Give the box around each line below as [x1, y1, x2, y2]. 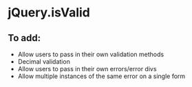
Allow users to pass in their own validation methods [17, 50, 164, 58]
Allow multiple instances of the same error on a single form [17, 72, 186, 80]
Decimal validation [17, 58, 71, 66]
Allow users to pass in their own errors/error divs [17, 65, 157, 73]
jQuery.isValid [8, 5, 90, 21]
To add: [8, 32, 41, 44]
